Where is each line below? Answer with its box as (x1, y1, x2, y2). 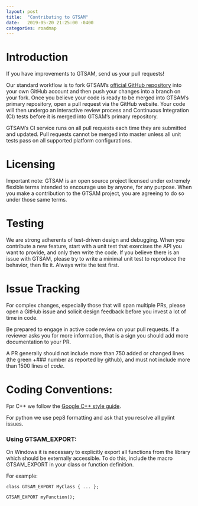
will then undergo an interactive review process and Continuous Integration (6, 107, 189, 114)
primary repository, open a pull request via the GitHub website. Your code (6, 100, 186, 108)
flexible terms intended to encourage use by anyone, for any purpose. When (6, 184, 192, 191)
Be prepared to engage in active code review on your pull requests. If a (6, 326, 179, 333)
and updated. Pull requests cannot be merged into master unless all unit (6, 131, 181, 138)
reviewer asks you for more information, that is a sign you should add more (6, 332, 189, 339)
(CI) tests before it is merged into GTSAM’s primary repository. (6, 113, 158, 120)
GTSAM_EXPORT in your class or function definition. (6, 461, 134, 468)
